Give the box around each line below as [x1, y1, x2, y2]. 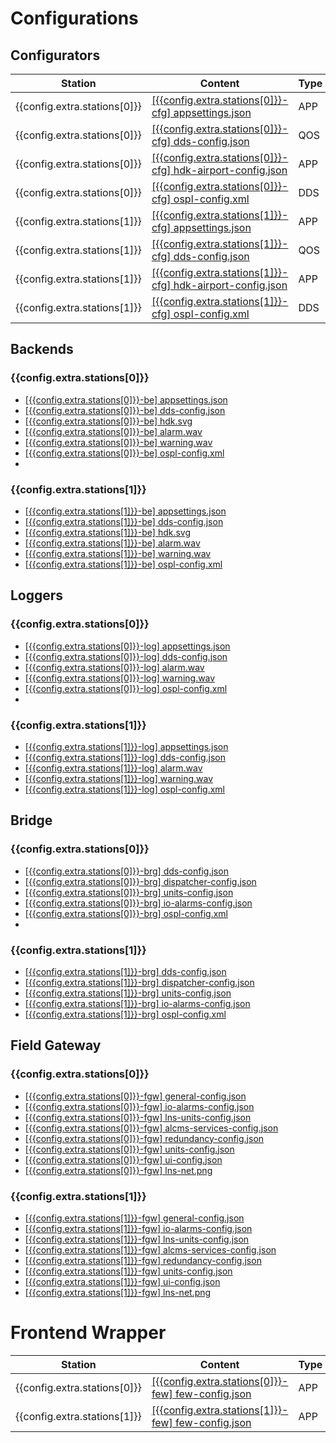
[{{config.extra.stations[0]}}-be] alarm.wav [24, 425, 203, 437]
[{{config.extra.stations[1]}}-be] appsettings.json [24, 505, 227, 517]
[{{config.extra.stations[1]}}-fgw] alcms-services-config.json [24, 1243, 277, 1256]
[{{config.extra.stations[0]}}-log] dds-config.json [24, 650, 228, 662]
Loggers [10, 587, 64, 604]
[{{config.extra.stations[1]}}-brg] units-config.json [24, 987, 232, 999]
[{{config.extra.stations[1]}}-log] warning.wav [24, 772, 214, 784]
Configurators [10, 47, 101, 64]
